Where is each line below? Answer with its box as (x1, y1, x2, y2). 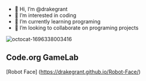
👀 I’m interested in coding (14, 12, 77, 19)
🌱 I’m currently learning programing (14, 18, 101, 25)
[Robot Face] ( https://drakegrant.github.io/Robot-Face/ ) (6, 68, 141, 75)
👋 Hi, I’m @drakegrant (14, 6, 68, 12)
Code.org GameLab (6, 53, 79, 63)
